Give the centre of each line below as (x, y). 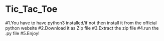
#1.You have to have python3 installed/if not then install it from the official (81, 23)
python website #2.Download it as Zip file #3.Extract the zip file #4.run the (82, 28)
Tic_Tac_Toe (31, 9)
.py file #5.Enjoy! (23, 33)
